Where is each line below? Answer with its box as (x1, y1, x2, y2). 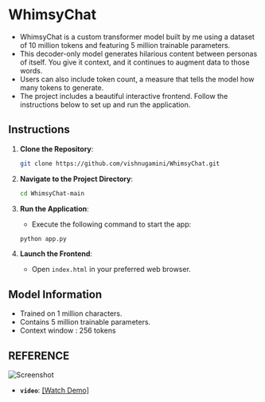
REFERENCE (8, 349, 70, 362)
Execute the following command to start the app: (31, 219, 192, 229)
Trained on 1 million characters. (19, 309, 123, 318)
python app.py (19, 235, 67, 242)
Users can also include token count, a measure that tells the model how (19, 74, 255, 84)
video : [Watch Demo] (19, 385, 90, 395)
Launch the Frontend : (19, 249, 93, 258)
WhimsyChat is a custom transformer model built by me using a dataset (19, 32, 255, 41)
